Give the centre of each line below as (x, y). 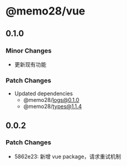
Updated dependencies (44, 94)
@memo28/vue (45, 11)
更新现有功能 (30, 64)
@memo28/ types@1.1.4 (53, 106)
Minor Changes (29, 51)
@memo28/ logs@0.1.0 (51, 100)
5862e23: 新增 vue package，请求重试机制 (68, 156)
